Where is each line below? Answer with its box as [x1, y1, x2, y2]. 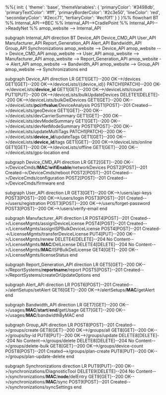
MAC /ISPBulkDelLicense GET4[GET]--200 [41, 247, 128, 252]
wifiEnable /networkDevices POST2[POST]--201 [49, 164, 148, 170]
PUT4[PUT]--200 [89, 231, 125, 237]
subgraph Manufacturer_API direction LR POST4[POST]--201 [5, 215, 130, 221]
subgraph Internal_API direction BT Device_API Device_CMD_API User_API [5, 35, 156, 41]
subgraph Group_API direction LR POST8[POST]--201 [5, 322, 115, 328]
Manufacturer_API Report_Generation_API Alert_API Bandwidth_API [5, 40, 142, 46]
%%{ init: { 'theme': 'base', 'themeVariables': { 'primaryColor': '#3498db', [5, 4, 155, 10]
